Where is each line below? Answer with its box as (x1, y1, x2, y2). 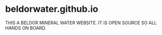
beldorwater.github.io (5, 3, 99, 15)
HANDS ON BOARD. (5, 25, 47, 31)
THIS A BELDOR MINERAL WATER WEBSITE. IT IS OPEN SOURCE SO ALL (5, 20, 157, 26)
